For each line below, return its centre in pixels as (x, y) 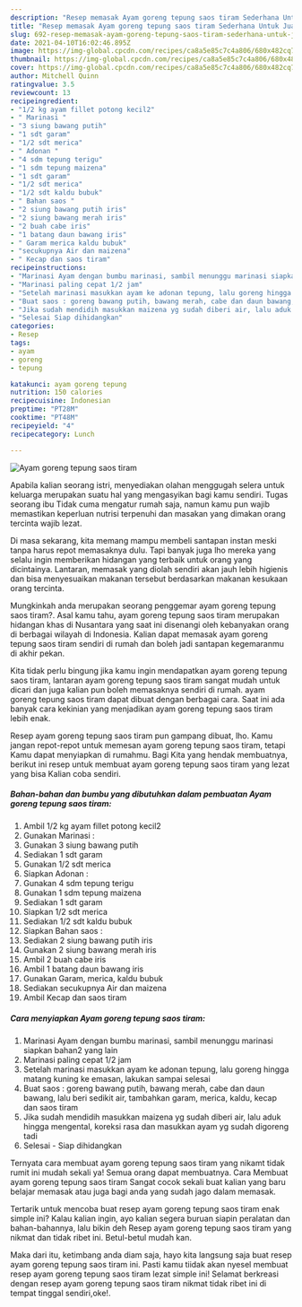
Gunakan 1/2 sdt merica (67, 864)
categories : (32, 327)
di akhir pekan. (38, 653)
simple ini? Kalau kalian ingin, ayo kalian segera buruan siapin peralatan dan (150, 1219)
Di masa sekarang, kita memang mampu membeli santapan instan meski (143, 540)
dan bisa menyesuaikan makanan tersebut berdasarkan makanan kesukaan (149, 579)
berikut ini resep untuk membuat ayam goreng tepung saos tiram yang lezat (150, 764)
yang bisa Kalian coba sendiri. (66, 773)
